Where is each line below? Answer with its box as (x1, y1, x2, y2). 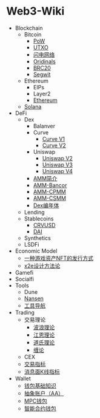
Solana (24, 103, 42, 110)
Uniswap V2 (42, 154, 73, 162)
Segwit (33, 70, 51, 78)
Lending (24, 208, 45, 216)
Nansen (24, 295, 44, 302)
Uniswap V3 (42, 161, 73, 168)
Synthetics (24, 234, 52, 241)
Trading (15, 309, 35, 316)
